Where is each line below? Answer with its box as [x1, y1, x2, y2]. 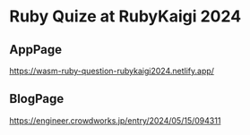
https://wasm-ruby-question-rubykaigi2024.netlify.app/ [9, 65, 215, 76]
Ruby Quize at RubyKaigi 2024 [9, 6, 242, 27]
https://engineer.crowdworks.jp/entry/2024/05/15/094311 [9, 114, 221, 126]
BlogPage [9, 91, 65, 106]
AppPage [9, 42, 63, 57]
